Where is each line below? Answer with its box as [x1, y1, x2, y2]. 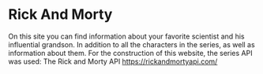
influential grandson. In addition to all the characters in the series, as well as [8, 39, 255, 49]
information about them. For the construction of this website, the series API [8, 48, 253, 57]
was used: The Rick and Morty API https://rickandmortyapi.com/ [8, 57, 218, 66]
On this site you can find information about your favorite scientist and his [8, 31, 245, 41]
